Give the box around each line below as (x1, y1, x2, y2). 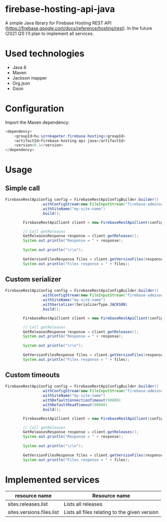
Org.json (12, 80, 30, 86)
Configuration (5, 103, 65, 114)
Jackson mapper (12, 75, 47, 81)
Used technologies (5, 48, 84, 59)
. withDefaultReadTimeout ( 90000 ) (40, 402, 108, 407)
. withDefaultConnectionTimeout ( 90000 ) (40, 398, 121, 403)
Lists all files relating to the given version (64, 509, 159, 516)
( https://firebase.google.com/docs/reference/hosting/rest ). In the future (5, 25, 153, 31)
